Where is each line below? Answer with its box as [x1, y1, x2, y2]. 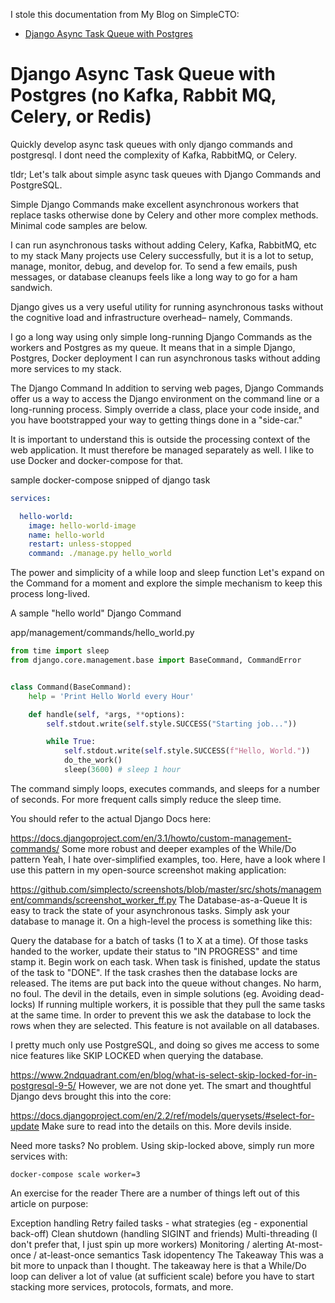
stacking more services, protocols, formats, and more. [10, 1280, 234, 1293]
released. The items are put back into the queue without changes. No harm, [10, 977, 322, 989]
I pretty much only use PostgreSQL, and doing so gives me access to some [10, 1039, 320, 1051]
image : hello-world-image [28, 520, 137, 531]
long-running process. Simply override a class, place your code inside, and [10, 403, 320, 415]
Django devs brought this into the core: [10, 1090, 172, 1102]
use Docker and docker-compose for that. [10, 454, 184, 466]
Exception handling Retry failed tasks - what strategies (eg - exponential [10, 1217, 308, 1229]
